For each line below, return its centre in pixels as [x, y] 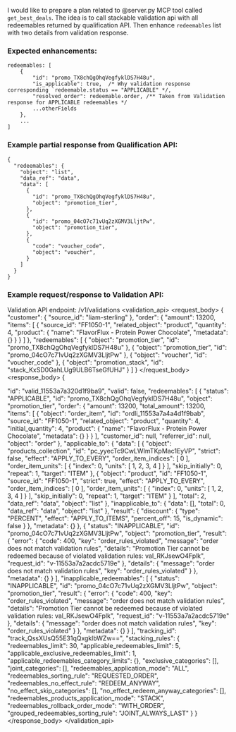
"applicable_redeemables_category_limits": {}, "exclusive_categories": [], [113, 660]
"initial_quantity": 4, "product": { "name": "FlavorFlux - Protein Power [107, 428]
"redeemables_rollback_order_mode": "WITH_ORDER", [86, 705]
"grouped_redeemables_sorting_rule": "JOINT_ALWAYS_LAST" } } [103, 713]
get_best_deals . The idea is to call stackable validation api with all [103, 18]
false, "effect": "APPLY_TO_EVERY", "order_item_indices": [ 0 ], [99, 458]
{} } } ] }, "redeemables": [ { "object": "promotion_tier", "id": [93, 340]
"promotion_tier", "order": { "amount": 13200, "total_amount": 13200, [106, 405]
